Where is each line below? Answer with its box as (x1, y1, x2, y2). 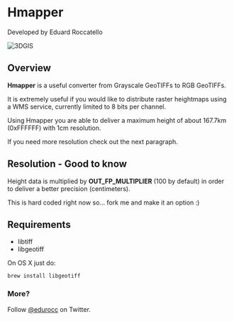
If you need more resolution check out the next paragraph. (7, 137, 179, 146)
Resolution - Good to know (7, 158, 128, 170)
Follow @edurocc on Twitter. (7, 305, 91, 313)
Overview (7, 62, 52, 75)
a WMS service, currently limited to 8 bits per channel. (7, 102, 167, 111)
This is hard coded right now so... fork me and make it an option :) (7, 198, 200, 207)
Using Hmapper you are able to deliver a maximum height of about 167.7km (7, 116, 227, 124)
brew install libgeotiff (7, 273, 81, 280)
